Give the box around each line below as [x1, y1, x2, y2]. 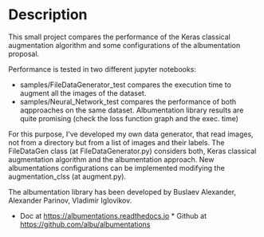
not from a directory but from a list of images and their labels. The [8, 137, 225, 147]
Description [8, 6, 88, 24]
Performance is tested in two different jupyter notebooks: [8, 64, 197, 73]
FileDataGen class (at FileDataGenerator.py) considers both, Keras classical [8, 146, 257, 156]
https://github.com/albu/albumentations [19, 219, 151, 229]
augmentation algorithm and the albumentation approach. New [8, 154, 215, 164]
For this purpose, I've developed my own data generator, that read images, [8, 129, 254, 139]
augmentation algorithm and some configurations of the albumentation [8, 40, 241, 49]
